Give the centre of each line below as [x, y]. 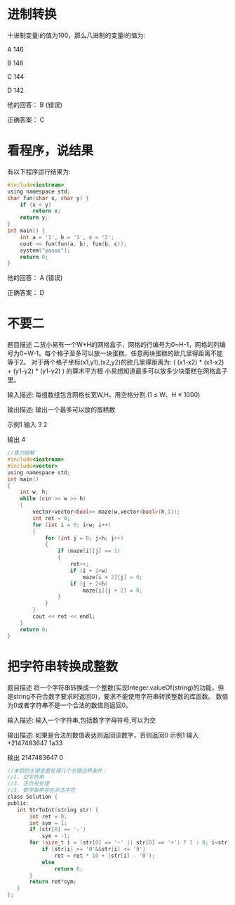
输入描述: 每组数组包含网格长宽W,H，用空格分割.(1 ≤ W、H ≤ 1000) [104, 395]
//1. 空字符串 [26, 777]
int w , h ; [34, 492]
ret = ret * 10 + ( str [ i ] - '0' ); [105, 856]
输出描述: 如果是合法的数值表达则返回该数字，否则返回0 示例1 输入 [103, 735]
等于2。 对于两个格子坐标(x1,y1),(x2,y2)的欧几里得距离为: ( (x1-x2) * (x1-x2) [116, 362]
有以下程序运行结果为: [39, 171]
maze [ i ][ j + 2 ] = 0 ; [112, 590]
